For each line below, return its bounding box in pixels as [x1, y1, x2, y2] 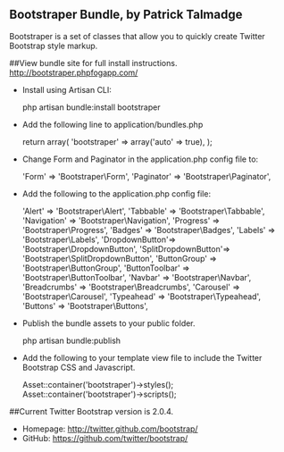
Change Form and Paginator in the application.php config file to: [21, 154, 259, 164]
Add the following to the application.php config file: [21, 188, 212, 199]
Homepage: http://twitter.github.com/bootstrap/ [21, 423, 198, 434]
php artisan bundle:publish [21, 335, 121, 346]
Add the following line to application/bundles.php [21, 119, 204, 130]
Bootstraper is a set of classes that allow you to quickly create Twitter [9, 30, 265, 41]
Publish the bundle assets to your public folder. [21, 317, 196, 329]
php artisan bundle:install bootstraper [21, 102, 161, 113]
